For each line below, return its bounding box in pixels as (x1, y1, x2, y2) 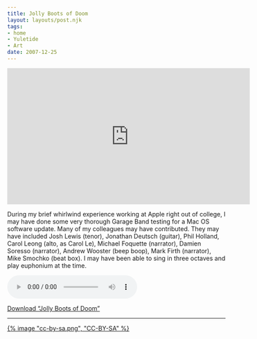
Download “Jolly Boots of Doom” (7, 304, 100, 312)
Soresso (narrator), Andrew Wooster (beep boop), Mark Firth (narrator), (7, 246, 211, 255)
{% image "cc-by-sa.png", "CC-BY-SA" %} (7, 324, 130, 332)
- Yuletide (7, 36, 39, 43)
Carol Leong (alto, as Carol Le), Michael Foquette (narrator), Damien (7, 239, 202, 248)
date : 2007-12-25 (7, 49, 57, 56)
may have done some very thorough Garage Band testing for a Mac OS (7, 217, 210, 226)
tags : (7, 23, 23, 30)
